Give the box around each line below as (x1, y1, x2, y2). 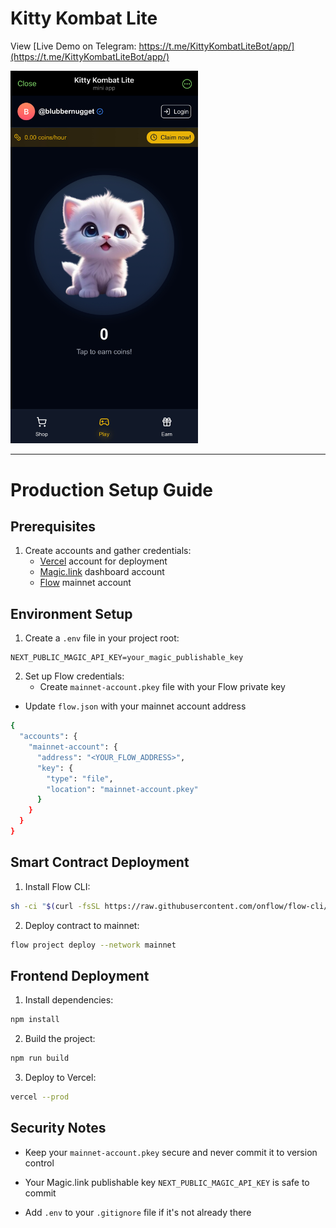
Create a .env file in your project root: (24, 632, 180, 644)
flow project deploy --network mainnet (10, 940, 177, 950)
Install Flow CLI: (24, 880, 91, 892)
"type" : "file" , (46, 773, 114, 784)
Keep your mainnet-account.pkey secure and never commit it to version (24, 1146, 318, 1158)
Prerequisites (10, 518, 96, 536)
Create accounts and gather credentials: (24, 545, 192, 557)
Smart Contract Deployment (10, 854, 190, 871)
